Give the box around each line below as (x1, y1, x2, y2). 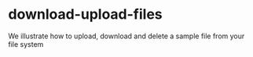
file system (8, 39, 44, 48)
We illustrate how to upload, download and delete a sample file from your (8, 31, 245, 41)
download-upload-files (8, 5, 163, 23)
